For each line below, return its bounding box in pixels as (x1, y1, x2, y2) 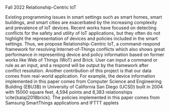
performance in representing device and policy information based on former (5, 51, 164, 58)
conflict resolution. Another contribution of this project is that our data (5, 68, 152, 74)
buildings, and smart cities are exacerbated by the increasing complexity (5, 20, 157, 25)
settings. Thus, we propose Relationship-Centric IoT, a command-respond (5, 41, 160, 47)
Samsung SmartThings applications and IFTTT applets (5, 100, 119, 105)
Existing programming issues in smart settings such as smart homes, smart (5, 14, 162, 20)
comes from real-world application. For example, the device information (5, 73, 156, 79)
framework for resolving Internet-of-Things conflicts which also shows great (5, 46, 165, 52)
